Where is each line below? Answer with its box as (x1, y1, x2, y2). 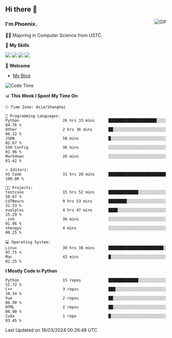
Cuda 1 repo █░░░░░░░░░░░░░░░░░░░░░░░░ (5, 313, 166, 319)
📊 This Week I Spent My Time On (5, 93, 78, 99)
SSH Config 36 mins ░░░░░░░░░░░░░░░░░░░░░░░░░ (5, 144, 166, 150)
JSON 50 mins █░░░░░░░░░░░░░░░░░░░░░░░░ (5, 136, 166, 141)
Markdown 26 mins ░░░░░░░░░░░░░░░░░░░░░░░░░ (5, 154, 166, 159)
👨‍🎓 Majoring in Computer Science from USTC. (5, 32, 103, 38)
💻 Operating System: (5, 239, 51, 245)
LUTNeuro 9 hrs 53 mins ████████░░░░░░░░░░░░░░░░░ (5, 198, 166, 204)
